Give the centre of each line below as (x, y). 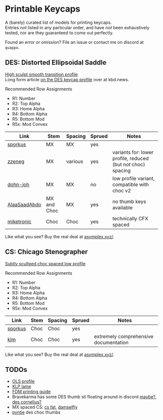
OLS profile (23, 381)
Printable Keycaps (43, 9)
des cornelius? (27, 402)
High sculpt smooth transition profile (41, 74)
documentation (111, 342)
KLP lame (22, 386)
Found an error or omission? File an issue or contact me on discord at (74, 42)
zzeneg (16, 161)
